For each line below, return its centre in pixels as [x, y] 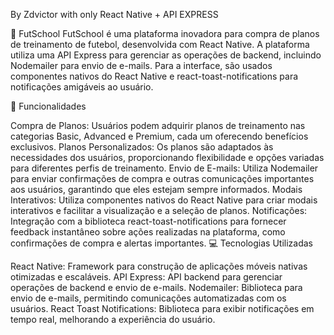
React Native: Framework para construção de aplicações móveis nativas [159, 266]
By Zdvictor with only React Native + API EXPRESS [114, 14]
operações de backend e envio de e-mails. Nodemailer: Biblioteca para [156, 287]
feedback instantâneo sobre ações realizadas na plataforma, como [148, 232]
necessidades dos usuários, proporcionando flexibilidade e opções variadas [167, 157]
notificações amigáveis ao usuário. [82, 87]
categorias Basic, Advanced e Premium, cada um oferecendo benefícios [159, 136]
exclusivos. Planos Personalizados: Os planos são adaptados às [142, 147]
